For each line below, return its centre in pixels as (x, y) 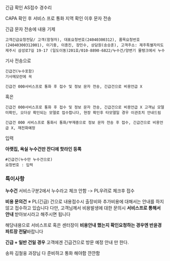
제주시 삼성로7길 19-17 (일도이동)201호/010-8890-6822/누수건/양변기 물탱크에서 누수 (85, 50)
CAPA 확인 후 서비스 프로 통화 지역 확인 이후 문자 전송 (58, 18)
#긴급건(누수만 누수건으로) (29, 160)
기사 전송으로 (18, 61)
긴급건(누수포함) (20, 71)
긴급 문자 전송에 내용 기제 (30, 29)
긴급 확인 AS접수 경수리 (29, 7)
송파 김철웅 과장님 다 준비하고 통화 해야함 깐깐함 (53, 253)
